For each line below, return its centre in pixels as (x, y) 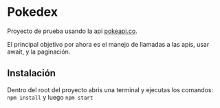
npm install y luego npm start (50, 97)
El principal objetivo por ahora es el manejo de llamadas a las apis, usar (108, 44)
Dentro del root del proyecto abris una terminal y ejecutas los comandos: (110, 89)
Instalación (32, 73)
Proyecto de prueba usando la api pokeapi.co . (72, 31)
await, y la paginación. (39, 52)
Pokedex (33, 12)
